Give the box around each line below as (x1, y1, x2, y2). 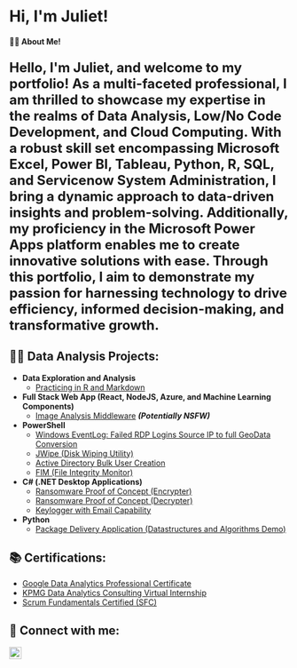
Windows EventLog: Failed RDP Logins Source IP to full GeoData (35, 429, 271, 440)
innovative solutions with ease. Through (9, 251, 269, 269)
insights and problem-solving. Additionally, (9, 203, 288, 221)
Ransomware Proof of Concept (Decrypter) (35, 495, 193, 505)
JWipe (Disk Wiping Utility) (35, 448, 134, 458)
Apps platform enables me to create (9, 235, 240, 253)
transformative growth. (9, 316, 160, 334)
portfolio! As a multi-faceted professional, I (9, 75, 287, 92)
